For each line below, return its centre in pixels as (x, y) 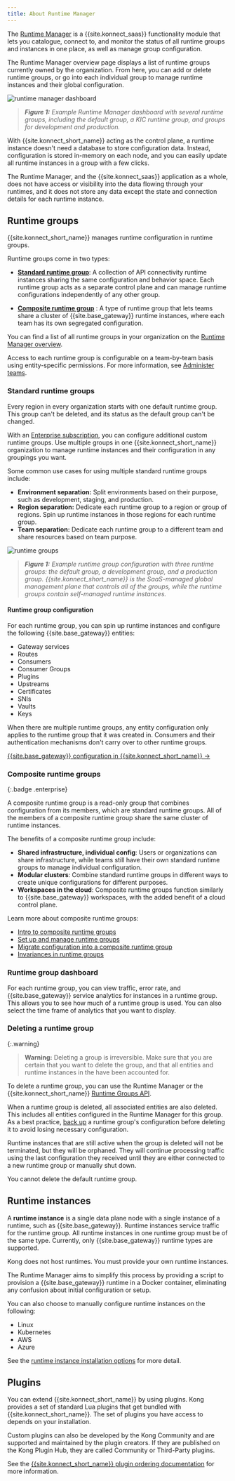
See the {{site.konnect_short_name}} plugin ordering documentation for (111, 1464)
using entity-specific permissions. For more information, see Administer (111, 365)
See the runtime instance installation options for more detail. (94, 1360)
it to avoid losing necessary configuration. (68, 1129)
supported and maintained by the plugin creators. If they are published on (114, 1443)
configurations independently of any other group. (89, 295)
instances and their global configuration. (66, 84)
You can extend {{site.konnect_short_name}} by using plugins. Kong (106, 1400)
